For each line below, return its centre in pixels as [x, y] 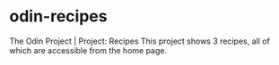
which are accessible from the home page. [88, 50]
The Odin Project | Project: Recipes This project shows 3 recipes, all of [140, 41]
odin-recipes [58, 16]
